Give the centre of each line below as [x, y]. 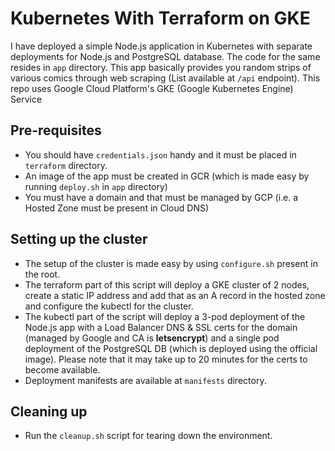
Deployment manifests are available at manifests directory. [145, 380]
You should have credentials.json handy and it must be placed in [160, 154]
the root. [42, 274]
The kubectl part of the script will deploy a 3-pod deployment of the [165, 316]
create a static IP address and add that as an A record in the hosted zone [175, 295]
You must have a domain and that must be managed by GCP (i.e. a [161, 197]
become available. [62, 369]
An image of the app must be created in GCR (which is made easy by [167, 176]
